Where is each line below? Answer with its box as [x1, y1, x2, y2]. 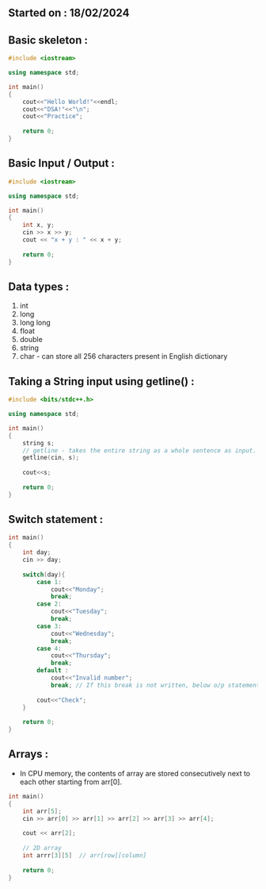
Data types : [8, 279, 70, 293]
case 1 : [36, 578, 62, 586]
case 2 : [36, 600, 62, 608]
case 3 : [36, 622, 62, 630]
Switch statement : [8, 513, 104, 526]
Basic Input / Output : [8, 156, 115, 170]
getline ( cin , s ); [22, 454, 80, 462]
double [19, 335, 44, 344]
